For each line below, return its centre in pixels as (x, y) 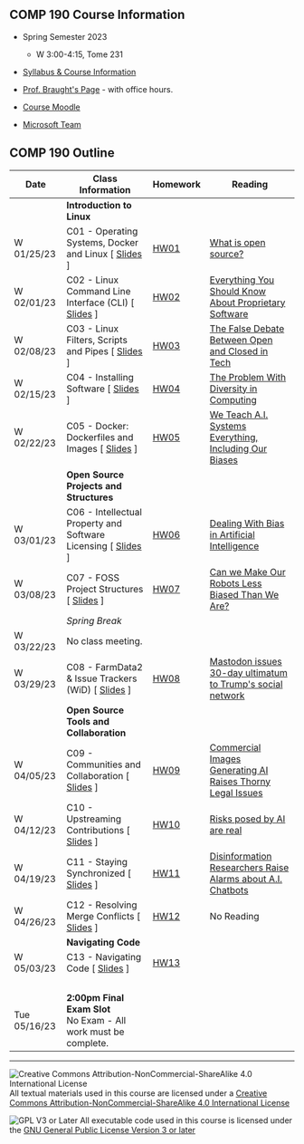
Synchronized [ (99, 873)
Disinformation (241, 856)
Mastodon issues (246, 661)
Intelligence (234, 545)
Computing (233, 399)
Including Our (238, 448)
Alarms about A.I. (246, 879)
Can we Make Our (248, 572)
